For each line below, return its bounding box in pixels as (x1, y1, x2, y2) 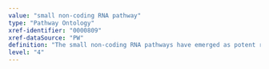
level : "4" (8, 48, 45, 56)
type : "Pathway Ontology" (8, 19, 94, 27)
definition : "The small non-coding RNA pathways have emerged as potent (8, 41, 256, 49)
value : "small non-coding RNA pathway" (8, 11, 142, 20)
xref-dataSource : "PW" (8, 33, 84, 42)
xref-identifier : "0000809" (8, 26, 102, 34)
